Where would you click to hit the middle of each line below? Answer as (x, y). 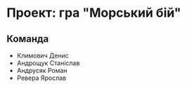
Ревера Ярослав (41, 78)
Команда (28, 39)
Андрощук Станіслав (48, 63)
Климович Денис (43, 55)
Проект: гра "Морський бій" (94, 13)
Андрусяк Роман (42, 70)
